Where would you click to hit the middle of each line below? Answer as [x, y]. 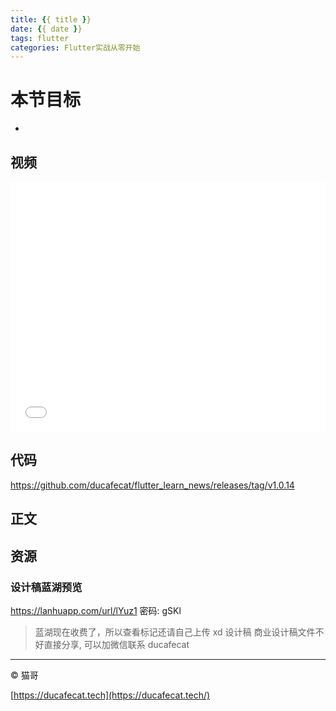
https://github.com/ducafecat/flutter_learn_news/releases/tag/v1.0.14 [152, 485]
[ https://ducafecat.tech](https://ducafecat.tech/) [110, 695]
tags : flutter [40, 38]
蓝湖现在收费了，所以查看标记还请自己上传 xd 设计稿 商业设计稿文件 [175, 632]
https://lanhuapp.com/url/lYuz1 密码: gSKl [96, 610]
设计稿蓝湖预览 [46, 587]
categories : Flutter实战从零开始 [75, 47]
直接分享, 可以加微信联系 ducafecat [116, 644]
